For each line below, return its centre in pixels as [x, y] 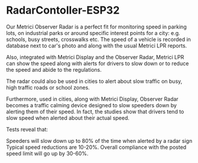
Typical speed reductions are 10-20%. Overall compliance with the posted [96, 147]
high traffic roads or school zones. [48, 87]
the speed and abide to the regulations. [54, 69]
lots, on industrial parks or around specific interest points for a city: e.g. [93, 33]
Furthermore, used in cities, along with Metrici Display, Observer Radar [92, 99]
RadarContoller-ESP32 [63, 10]
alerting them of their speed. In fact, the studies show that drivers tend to [95, 111]
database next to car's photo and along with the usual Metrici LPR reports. [97, 46]
